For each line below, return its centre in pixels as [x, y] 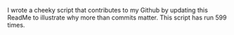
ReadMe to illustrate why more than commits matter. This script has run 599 [117, 17]
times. [16, 25]
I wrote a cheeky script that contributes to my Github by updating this [108, 10]
